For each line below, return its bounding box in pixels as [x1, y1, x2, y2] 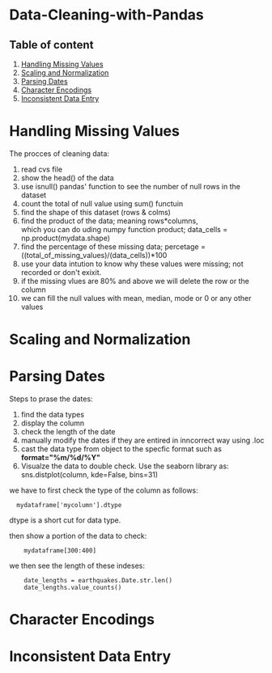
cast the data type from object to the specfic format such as [20, 444, 222, 454]
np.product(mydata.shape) [20, 233, 111, 243]
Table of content [9, 38, 94, 52]
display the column [20, 418, 85, 428]
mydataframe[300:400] [23, 547, 96, 555]
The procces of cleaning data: [9, 148, 110, 159]
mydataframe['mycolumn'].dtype [16, 502, 122, 510]
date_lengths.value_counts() [23, 584, 122, 592]
